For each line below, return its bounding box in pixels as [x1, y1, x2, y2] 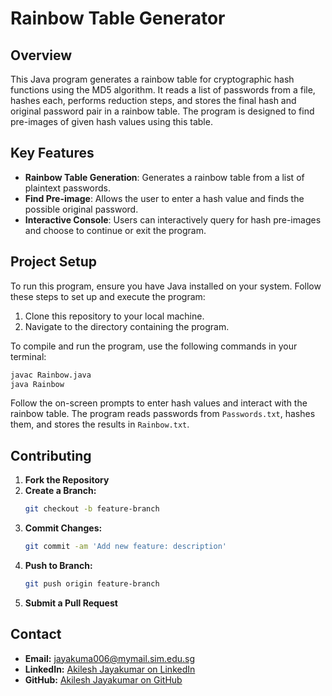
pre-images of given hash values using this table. [10, 116, 213, 127]
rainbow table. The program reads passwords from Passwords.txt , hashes [10, 408, 316, 420]
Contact [10, 626, 62, 643]
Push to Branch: [24, 559, 93, 571]
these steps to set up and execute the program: [10, 290, 206, 302]
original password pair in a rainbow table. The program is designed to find [10, 105, 315, 117]
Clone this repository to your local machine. [24, 310, 205, 322]
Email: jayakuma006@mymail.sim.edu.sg [24, 652, 196, 664]
